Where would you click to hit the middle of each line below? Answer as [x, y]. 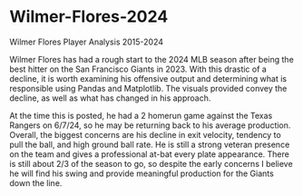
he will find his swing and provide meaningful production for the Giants [142, 173]
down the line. [36, 182]
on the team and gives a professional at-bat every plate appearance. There [150, 154]
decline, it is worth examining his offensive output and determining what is [148, 78]
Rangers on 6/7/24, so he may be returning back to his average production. [150, 125]
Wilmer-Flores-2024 [89, 17]
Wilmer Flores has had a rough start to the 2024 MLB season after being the [152, 59]
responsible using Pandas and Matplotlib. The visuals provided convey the [148, 88]
